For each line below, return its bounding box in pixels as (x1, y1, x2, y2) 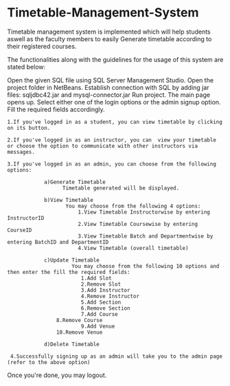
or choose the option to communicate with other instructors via (7, 142, 198, 149)
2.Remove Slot (80, 280, 122, 288)
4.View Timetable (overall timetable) (78, 245, 189, 251)
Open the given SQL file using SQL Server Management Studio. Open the (7, 76, 214, 84)
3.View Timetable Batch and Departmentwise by (78, 232, 214, 240)
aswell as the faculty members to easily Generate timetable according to (7, 34, 212, 43)
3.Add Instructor (80, 286, 130, 293)
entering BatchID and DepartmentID (7, 238, 109, 245)
